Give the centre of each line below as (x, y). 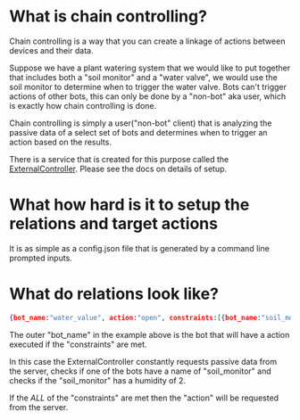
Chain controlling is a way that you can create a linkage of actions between (147, 41)
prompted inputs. (41, 258)
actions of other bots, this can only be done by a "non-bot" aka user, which (148, 96)
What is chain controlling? (108, 16)
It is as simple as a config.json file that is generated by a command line (139, 248)
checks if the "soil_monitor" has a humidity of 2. (97, 380)
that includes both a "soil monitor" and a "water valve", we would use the (144, 77)
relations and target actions (114, 224)
